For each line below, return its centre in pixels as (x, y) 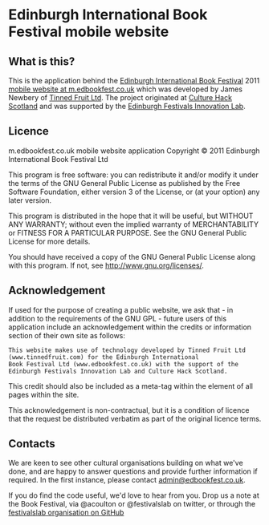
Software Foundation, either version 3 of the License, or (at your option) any (134, 192)
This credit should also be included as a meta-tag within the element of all (130, 386)
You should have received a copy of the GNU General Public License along (132, 256)
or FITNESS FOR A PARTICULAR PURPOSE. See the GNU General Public (128, 232)
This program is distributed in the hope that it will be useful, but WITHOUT (131, 216)
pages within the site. (44, 394)
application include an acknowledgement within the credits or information (130, 327)
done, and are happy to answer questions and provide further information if (133, 471)
